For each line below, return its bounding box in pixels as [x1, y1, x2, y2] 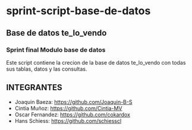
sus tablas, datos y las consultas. [6, 65, 87, 72]
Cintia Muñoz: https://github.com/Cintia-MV [14, 104, 122, 112]
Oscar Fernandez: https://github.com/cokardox [14, 111, 131, 118]
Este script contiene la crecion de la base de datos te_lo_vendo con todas [6, 59, 186, 66]
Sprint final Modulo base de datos [6, 46, 106, 54]
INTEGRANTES [6, 83, 62, 93]
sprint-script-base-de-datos [6, 4, 151, 18]
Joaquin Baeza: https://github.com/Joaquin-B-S [14, 98, 133, 105]
